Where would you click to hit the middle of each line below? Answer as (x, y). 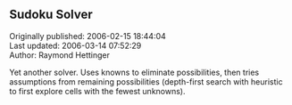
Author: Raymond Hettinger (59, 55)
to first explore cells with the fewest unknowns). (97, 91)
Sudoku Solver (51, 15)
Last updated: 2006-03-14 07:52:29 (75, 45)
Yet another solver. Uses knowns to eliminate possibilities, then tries (134, 72)
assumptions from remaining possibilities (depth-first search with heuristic (146, 81)
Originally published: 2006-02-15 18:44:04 (88, 36)
